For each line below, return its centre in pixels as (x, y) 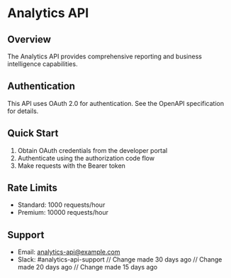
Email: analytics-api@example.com (69, 252)
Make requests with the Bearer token (72, 166)
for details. (23, 111)
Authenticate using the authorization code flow (86, 158)
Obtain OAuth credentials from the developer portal (92, 150)
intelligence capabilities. (43, 64)
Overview (29, 39)
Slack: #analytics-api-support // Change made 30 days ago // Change (120, 260)
